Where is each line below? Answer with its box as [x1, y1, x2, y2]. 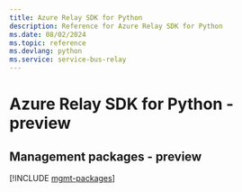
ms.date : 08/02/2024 [9, 30, 87, 39]
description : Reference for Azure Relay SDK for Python [9, 22, 223, 31]
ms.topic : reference [9, 38, 87, 48]
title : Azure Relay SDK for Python [9, 13, 143, 23]
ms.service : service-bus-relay [9, 55, 127, 64]
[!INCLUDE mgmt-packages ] [9, 173, 115, 183]
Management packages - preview [9, 149, 202, 164]
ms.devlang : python [9, 47, 83, 56]
